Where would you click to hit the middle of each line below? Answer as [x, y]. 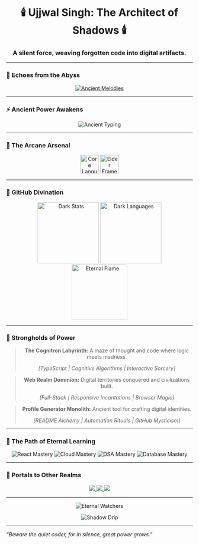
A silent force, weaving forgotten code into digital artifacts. [99, 53]
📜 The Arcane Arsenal [38, 145]
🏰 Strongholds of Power [41, 337]
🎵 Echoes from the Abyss [43, 75]
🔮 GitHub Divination [35, 192]
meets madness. [107, 356]
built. [107, 386]
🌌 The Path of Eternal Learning [51, 441]
